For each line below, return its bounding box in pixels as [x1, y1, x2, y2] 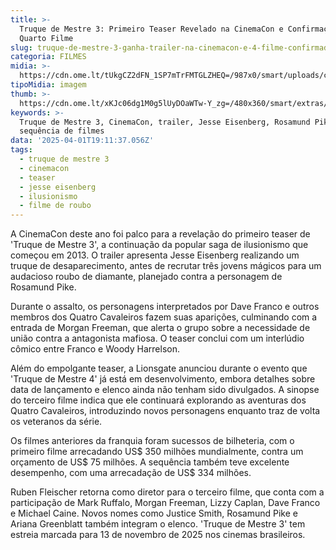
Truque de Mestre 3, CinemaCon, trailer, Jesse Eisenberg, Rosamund [19, 117, 311, 127]
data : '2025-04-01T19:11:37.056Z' [10, 136, 155, 146]
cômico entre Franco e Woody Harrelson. [10, 343, 180, 355]
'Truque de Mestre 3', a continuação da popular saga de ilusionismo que [10, 239, 309, 251]
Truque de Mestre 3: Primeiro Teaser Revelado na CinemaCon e [19, 24, 284, 34]
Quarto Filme [19, 33, 74, 43]
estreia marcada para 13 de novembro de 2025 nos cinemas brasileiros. [10, 529, 306, 541]
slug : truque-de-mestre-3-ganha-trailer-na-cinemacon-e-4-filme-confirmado [10, 42, 333, 53]
